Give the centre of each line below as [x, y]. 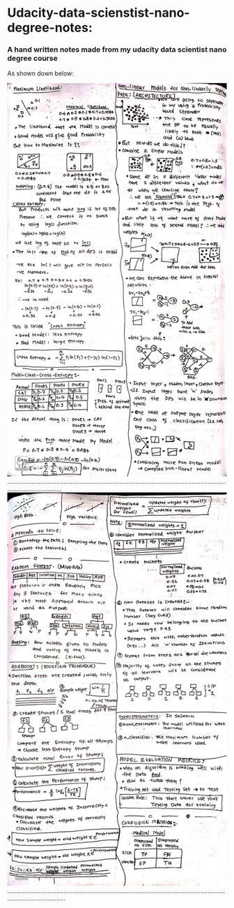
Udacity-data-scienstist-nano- [99, 13]
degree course [32, 59]
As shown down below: [41, 73]
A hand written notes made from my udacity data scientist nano [117, 50]
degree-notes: [50, 28]
